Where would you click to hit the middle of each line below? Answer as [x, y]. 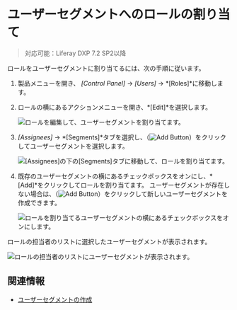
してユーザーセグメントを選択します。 [73, 146]
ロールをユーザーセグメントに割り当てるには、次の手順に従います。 [106, 68]
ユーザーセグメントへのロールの [100, 15]
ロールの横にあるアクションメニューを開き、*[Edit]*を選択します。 [115, 107]
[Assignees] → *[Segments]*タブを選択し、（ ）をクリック [122, 137]
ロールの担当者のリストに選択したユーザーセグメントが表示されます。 [109, 241]
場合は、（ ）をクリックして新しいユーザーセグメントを [129, 194]
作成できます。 [39, 202]
